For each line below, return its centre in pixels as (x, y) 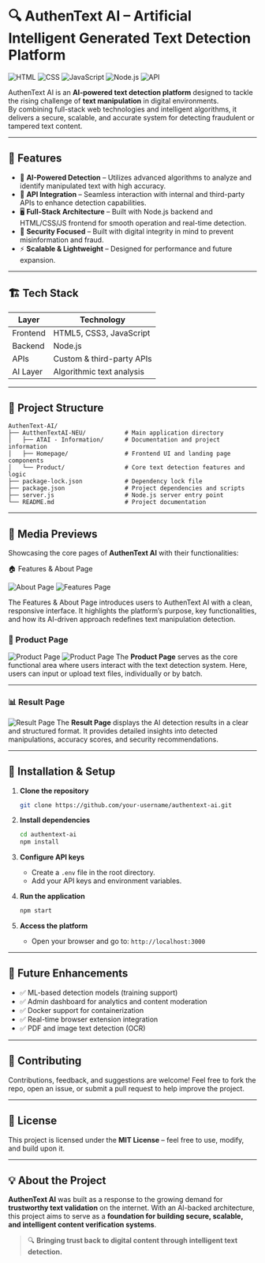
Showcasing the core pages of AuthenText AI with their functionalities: (123, 553)
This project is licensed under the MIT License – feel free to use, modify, (126, 1140)
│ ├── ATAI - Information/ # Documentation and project (114, 440)
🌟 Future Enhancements (68, 974)
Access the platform (54, 926)
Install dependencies (55, 820)
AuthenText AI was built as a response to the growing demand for (116, 1200)
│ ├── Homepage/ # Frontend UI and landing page (119, 454)
